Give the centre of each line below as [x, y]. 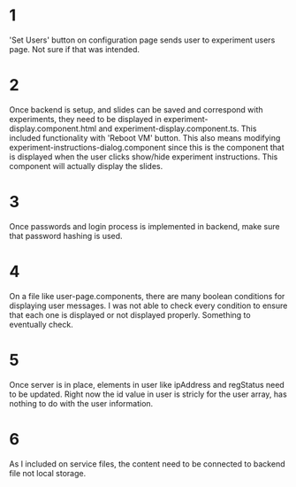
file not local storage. [48, 473]
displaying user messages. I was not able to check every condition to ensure [148, 305]
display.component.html [53, 128]
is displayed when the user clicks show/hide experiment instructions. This [144, 157]
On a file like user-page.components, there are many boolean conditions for [147, 296]
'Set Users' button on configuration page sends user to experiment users [142, 40]
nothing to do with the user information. [81, 403]
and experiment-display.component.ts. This [178, 128]
